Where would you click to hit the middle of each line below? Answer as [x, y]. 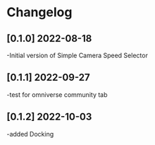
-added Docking [30, 134]
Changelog [39, 12]
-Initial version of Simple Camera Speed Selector [77, 55]
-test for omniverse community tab [57, 94]
